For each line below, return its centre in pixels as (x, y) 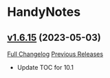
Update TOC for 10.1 (45, 67)
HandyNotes (44, 12)
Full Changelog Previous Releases (55, 54)
